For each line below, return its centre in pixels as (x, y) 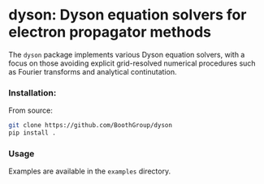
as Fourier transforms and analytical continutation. (93, 71)
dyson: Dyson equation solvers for (128, 15)
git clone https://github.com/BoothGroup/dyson (91, 126)
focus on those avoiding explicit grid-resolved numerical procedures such (132, 63)
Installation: (32, 92)
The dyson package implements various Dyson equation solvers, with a (127, 54)
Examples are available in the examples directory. (90, 171)
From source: (30, 110)
